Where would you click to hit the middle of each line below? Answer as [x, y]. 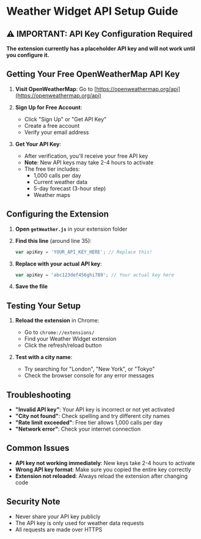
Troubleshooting [39, 395]
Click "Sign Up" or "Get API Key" [65, 119]
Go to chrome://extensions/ [59, 332]
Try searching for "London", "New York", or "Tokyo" [90, 369]
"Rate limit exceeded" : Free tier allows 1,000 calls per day [89, 422]
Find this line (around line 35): [53, 240]
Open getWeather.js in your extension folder [71, 229]
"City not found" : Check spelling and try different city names [92, 416]
